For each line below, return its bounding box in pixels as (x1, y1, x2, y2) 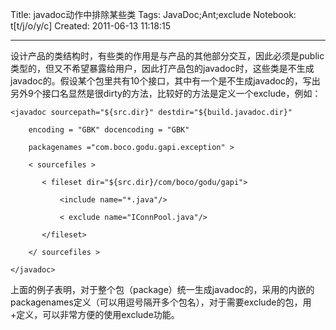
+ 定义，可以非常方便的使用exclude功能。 (10, 309, 180, 320)
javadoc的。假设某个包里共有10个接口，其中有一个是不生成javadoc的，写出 (10, 75, 321, 87)
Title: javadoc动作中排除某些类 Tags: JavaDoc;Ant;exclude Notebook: (10, 9, 297, 20)
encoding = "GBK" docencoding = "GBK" (28, 125, 190, 135)
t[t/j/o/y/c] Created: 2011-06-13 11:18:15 (10, 20, 172, 32)
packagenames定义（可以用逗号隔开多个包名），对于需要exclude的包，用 (10, 296, 312, 308)
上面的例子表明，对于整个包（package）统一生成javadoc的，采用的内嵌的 (10, 284, 315, 295)
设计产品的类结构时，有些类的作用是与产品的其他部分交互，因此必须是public (10, 50, 325, 62)
